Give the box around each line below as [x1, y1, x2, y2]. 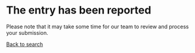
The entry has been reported [6, 4, 151, 17]
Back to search [6, 41, 44, 48]
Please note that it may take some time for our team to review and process [6, 23, 189, 30]
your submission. [6, 29, 49, 36]
